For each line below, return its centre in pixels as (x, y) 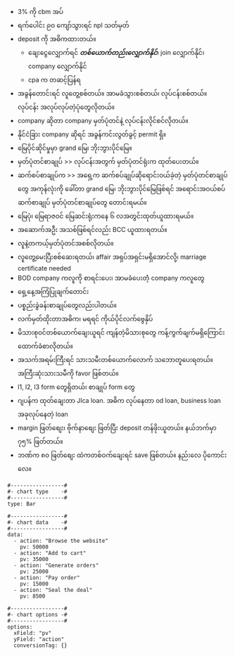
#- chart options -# (38, 615)
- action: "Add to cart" (50, 553)
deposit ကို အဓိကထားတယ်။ (57, 39)
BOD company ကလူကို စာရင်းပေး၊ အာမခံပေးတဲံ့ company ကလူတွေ (111, 278)
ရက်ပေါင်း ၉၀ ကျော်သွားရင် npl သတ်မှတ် (73, 25)
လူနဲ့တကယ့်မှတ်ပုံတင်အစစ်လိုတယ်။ (65, 243)
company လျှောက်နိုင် (57, 66)
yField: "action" (39, 639)
